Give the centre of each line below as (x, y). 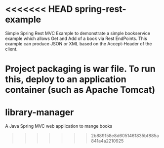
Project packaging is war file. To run (80, 69)
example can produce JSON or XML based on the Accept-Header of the (79, 43)
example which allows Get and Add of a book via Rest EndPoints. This (76, 38)
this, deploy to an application (66, 79)
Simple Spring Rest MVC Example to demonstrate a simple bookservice (78, 33)
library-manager (40, 112)
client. (11, 49)
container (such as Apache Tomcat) (80, 90)
